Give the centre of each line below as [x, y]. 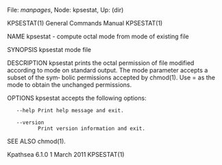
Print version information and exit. [91, 129]
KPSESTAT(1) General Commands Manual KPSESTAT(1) [85, 23]
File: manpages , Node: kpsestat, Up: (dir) [65, 10]
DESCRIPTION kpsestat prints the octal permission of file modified [101, 63]
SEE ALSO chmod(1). [37, 141]
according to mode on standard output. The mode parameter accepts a [108, 70]
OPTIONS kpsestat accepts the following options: [77, 98]
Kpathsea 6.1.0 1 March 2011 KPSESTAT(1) [66, 154]
